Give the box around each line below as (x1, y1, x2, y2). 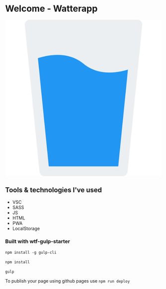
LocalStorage (12, 225, 40, 231)
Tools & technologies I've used (5, 186, 102, 194)
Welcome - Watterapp (5, 3, 98, 14)
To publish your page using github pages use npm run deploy (5, 278, 130, 284)
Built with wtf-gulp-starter (5, 238, 71, 245)
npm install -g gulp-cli (5, 250, 57, 255)
